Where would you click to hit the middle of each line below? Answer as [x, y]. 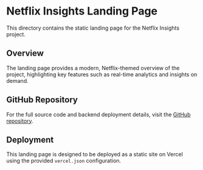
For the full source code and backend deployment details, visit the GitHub [98, 114]
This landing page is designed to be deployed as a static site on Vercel [95, 154]
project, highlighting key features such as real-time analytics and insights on [102, 74]
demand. [17, 80]
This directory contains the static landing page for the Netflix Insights [93, 28]
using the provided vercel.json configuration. [64, 161]
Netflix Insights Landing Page [82, 11]
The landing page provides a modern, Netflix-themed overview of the [93, 68]
